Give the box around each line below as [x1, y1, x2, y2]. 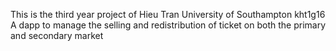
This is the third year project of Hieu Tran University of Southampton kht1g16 [10, 9, 326, 20]
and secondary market [10, 30, 104, 41]
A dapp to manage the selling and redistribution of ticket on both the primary [10, 19, 327, 31]
